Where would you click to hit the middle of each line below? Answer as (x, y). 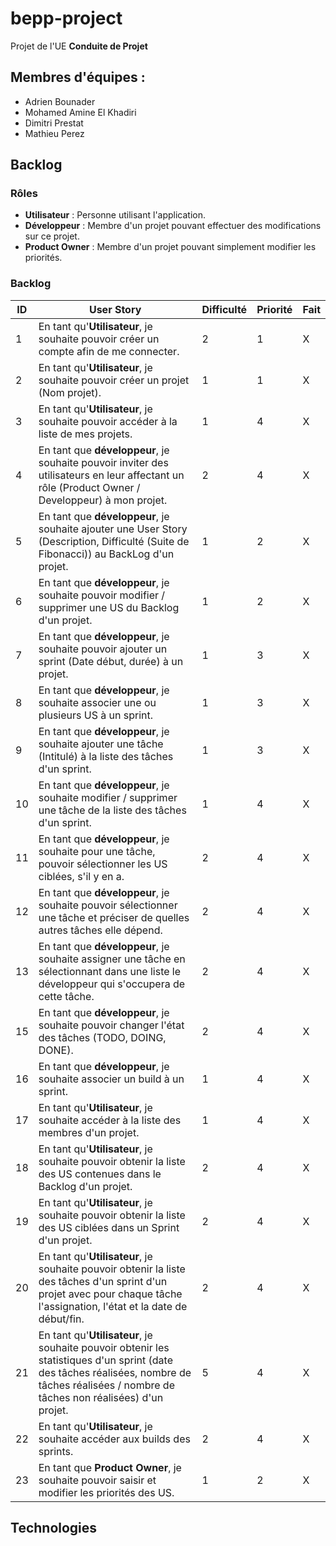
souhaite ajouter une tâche (101, 744)
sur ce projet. (52, 236)
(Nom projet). (70, 392)
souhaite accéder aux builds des (114, 1439)
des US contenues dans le (100, 1174)
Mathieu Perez (54, 133)
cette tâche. (66, 996)
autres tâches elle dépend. (100, 930)
